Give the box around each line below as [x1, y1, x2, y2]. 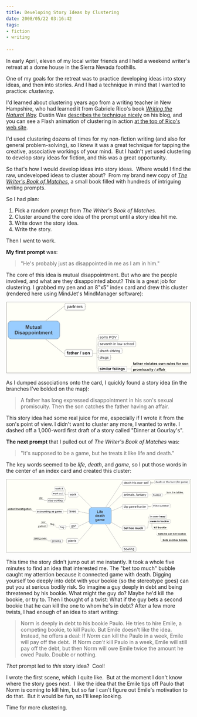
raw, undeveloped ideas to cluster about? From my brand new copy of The [6, 172, 188, 179]
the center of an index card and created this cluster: [6, 468, 132, 474]
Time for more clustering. [6, 704, 67, 711]
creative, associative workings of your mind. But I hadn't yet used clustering [6, 148, 191, 155]
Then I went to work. [6, 237, 56, 244]
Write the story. [14, 226, 52, 232]
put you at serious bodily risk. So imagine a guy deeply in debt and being [6, 583, 182, 591]
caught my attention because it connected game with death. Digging [6, 571, 172, 578]
